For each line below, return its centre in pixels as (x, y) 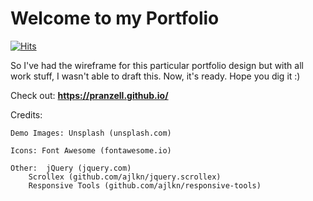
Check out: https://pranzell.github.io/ (89, 95)
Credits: (26, 114)
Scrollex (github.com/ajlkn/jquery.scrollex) (125, 177)
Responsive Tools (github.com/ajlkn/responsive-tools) (145, 185)
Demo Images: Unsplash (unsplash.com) (91, 133)
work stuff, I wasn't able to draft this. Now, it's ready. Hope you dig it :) (155, 76)
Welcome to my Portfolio (115, 18)
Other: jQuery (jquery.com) (71, 168)
